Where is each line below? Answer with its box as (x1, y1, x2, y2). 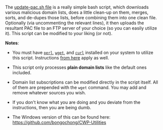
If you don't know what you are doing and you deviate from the (12, 99, 141, 105)
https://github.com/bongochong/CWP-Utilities (12, 120, 106, 125)
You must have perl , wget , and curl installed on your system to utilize (12, 49, 154, 55)
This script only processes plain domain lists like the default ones (12, 64, 147, 70)
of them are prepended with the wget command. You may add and (12, 85, 147, 90)
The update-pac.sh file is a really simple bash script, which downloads (5, 4, 149, 10)
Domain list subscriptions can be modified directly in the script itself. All (12, 79, 158, 85)
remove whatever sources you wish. (12, 90, 86, 95)
